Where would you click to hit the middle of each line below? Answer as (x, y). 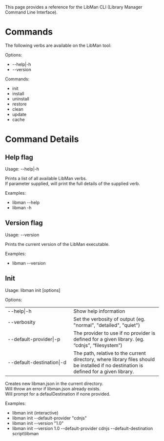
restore (19, 104)
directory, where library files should (114, 359)
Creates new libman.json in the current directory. (54, 383)
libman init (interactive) (35, 413)
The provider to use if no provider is (114, 333)
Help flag (19, 157)
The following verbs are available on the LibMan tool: (58, 45)
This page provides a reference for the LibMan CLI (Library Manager (74, 7)
